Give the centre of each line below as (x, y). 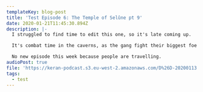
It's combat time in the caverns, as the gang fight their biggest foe (105, 46)
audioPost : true (27, 62)
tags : (13, 74)
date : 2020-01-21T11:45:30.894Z (47, 23)
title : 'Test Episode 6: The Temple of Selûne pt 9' (74, 18)
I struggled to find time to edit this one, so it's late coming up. (101, 35)
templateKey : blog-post (36, 12)
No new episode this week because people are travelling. (87, 57)
